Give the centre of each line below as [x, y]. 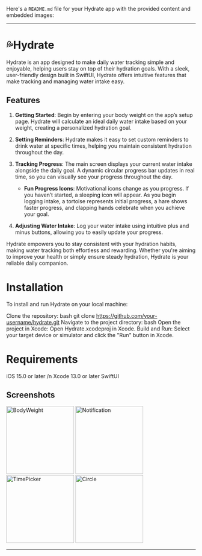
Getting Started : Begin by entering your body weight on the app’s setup [104, 115]
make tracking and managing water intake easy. [66, 81]
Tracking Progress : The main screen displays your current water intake [103, 164]
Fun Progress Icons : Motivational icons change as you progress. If [106, 188]
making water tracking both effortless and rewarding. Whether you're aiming [101, 250]
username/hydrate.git [33, 322]
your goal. [36, 214]
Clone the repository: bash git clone [50, 315]
